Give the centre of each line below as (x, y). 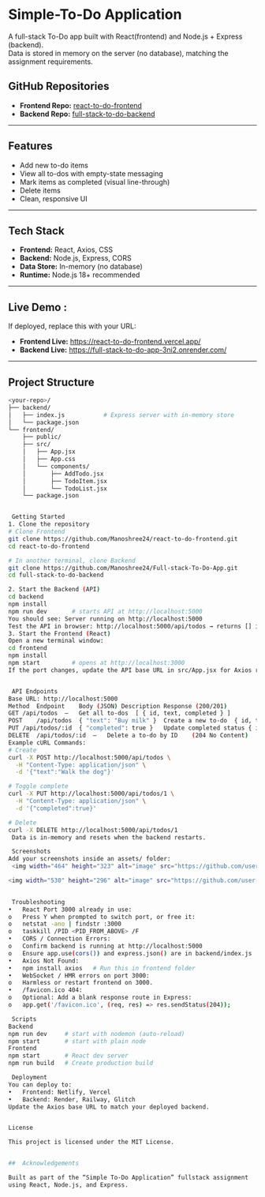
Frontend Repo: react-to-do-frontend (80, 105)
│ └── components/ (56, 466)
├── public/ (42, 437)
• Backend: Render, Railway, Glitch (72, 1099)
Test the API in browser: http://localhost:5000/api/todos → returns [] (130, 626)
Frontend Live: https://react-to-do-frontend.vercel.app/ (110, 342)
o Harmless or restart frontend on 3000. (81, 983)
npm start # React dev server (68, 1056)
